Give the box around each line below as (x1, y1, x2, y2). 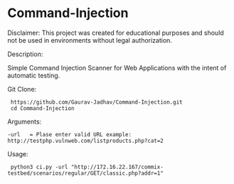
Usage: (7, 149, 28, 158)
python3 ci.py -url (10, 163, 69, 171)
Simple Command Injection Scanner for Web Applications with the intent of (7, 63, 227, 72)
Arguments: (7, 117, 42, 126)
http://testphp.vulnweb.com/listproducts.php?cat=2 (7, 137, 164, 144)
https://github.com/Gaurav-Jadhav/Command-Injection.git (10, 98, 183, 106)
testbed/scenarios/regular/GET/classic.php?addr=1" (7, 169, 164, 177)
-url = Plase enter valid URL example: (7, 131, 132, 138)
